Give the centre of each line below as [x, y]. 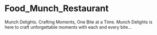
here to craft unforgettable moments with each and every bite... [68, 27]
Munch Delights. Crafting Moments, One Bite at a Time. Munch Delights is [78, 22]
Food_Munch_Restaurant [57, 9]
